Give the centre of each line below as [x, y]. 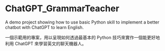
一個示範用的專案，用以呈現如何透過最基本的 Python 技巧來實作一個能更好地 [82, 37]
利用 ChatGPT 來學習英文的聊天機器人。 [46, 43]
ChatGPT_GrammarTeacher [62, 9]
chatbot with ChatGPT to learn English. [44, 27]
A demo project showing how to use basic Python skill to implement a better [82, 22]
